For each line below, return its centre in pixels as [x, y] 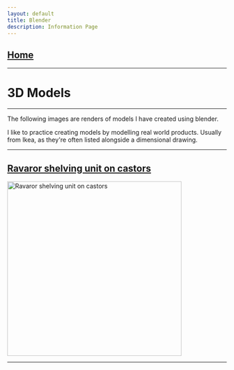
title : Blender [29, 20]
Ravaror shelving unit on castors [79, 168]
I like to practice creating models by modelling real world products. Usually [114, 133]
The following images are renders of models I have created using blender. [113, 119]
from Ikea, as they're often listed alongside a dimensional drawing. [102, 140]
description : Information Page [53, 27]
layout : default [31, 14]
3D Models [39, 93]
